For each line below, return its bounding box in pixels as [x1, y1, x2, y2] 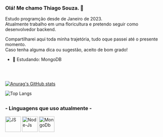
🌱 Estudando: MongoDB [12, 56, 62, 62]
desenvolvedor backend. [5, 26, 56, 32]
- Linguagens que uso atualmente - [5, 105, 92, 112]
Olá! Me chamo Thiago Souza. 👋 [5, 4, 84, 11]
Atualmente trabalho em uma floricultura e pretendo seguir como [5, 21, 139, 27]
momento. [5, 41, 26, 47]
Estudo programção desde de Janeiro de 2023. [5, 16, 103, 22]
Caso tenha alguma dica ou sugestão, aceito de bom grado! [5, 47, 128, 53]
